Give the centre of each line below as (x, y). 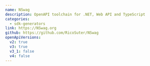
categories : (17, 19)
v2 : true (19, 42)
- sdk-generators (28, 24)
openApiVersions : (23, 38)
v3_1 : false (22, 51)
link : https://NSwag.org (31, 28)
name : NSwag (17, 10)
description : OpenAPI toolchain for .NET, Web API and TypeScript (75, 14)
